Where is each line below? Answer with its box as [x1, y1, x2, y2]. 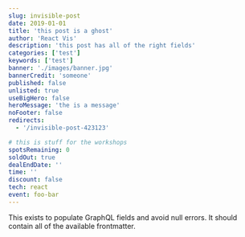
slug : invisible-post [8, 11, 81, 20]
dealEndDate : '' [8, 161, 63, 169]
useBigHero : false [8, 94, 70, 102]
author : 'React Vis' [8, 34, 78, 43]
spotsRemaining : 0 [8, 145, 70, 153]
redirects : [8, 116, 45, 125]
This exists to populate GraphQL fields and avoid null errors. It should [8, 212, 238, 222]
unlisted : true [8, 86, 59, 95]
